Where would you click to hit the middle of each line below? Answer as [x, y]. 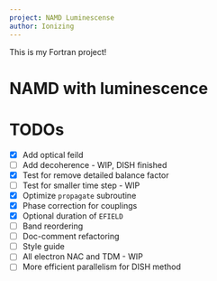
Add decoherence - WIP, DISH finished [95, 164]
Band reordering [53, 226]
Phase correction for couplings [80, 205]
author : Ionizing [42, 26]
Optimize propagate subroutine [79, 195]
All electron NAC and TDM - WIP [83, 257]
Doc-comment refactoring [71, 237]
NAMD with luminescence [109, 88]
